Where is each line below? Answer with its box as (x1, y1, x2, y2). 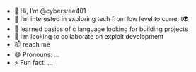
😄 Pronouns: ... (13, 50, 60, 59)
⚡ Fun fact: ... (13, 59, 53, 66)
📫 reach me (13, 40, 51, 49)
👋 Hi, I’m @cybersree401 (13, 7, 86, 15)
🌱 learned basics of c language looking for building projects (13, 25, 189, 33)
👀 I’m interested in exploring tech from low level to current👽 (13, 15, 189, 23)
